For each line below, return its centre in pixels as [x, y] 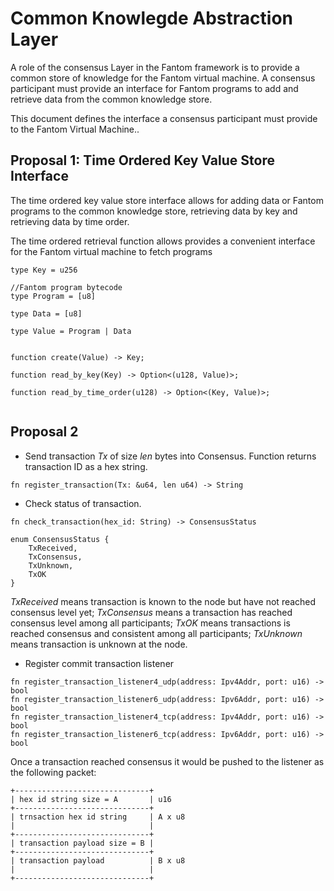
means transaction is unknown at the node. [99, 644]
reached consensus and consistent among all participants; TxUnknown [156, 633]
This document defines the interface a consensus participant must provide [164, 118]
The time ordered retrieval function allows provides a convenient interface [163, 241]
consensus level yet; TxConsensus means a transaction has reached [151, 612]
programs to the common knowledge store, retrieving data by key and [154, 211]
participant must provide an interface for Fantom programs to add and [154, 88]
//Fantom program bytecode [66, 287]
